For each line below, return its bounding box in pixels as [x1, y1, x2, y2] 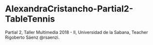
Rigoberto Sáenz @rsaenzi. [5, 34, 60, 40]
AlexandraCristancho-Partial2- [5, 3, 134, 14]
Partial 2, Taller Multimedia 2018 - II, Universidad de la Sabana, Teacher [5, 29, 148, 35]
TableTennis [5, 13, 55, 24]
